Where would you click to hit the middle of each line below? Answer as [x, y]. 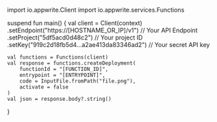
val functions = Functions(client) [58, 57]
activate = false [44, 87]
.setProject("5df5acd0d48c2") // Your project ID [75, 37]
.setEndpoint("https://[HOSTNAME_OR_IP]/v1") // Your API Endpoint [102, 30]
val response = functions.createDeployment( [72, 63]
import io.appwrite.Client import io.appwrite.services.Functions [96, 10]
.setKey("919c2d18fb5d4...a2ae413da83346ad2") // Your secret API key [108, 45]
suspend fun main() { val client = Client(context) [75, 23]
